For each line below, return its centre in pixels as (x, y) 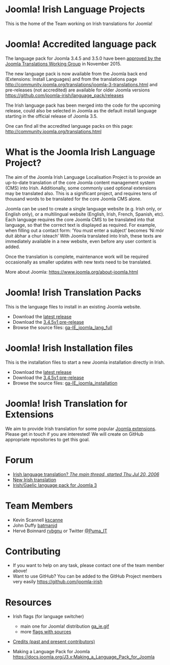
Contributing (33, 551)
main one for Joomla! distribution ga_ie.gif (65, 626)
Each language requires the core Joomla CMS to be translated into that (80, 219)
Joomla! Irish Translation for (66, 403)
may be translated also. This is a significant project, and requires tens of (81, 193)
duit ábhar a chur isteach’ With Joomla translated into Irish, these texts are (83, 235)
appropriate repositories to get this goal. (48, 439)
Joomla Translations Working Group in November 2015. (63, 64)
